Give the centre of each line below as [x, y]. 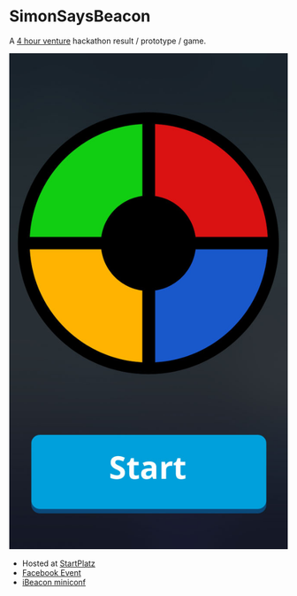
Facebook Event [51, 572]
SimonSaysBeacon [80, 16]
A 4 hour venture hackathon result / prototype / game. [108, 41]
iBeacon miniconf [54, 582]
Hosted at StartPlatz [58, 563]
